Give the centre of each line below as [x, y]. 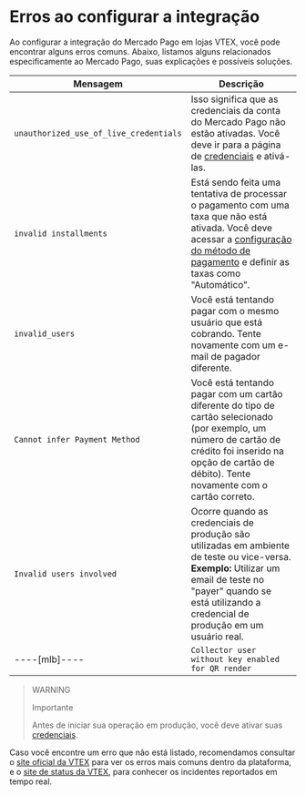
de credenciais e [226, 156]
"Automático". [220, 284]
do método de [221, 250]
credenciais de [223, 523]
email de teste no [228, 579]
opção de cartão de [233, 462]
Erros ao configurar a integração [135, 17]
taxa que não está [229, 216]
